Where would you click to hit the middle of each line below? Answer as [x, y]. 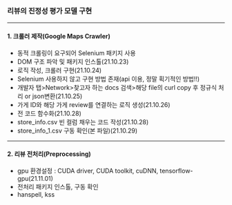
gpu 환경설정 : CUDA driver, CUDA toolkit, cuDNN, [88, 170]
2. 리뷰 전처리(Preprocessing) [49, 154]
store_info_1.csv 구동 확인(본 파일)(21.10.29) [77, 130]
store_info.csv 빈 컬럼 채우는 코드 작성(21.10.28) [83, 121]
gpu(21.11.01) [35, 178]
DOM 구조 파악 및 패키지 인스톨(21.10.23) [73, 61]
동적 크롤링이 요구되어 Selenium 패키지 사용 [76, 52]
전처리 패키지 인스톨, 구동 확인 [58, 186]
